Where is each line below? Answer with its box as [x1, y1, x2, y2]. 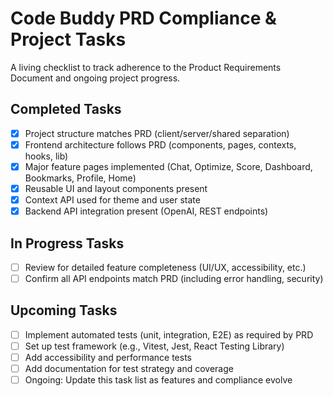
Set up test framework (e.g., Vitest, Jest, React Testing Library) [24, 340, 285, 352]
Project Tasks [10, 28, 127, 51]
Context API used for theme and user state [24, 194, 201, 206]
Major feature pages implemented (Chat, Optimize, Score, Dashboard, [24, 160, 313, 172]
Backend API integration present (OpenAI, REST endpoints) [24, 205, 269, 217]
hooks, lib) [24, 150, 69, 162]
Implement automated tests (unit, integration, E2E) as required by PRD [24, 328, 314, 341]
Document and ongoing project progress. [10, 72, 181, 84]
